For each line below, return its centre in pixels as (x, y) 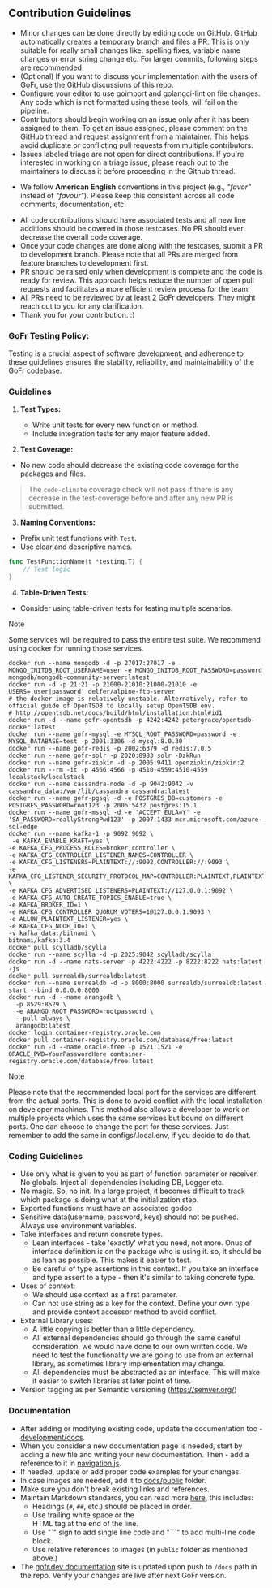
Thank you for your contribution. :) (77, 314)
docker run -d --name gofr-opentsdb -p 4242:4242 (94, 720)
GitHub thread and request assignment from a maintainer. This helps (134, 136)
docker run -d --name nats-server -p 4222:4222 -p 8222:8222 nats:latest (136, 962)
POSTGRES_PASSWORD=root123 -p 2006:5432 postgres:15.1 (103, 806)
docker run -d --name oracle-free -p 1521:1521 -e (96, 1047)
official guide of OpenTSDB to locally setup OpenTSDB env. (112, 706)
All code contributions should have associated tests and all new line (133, 219)
